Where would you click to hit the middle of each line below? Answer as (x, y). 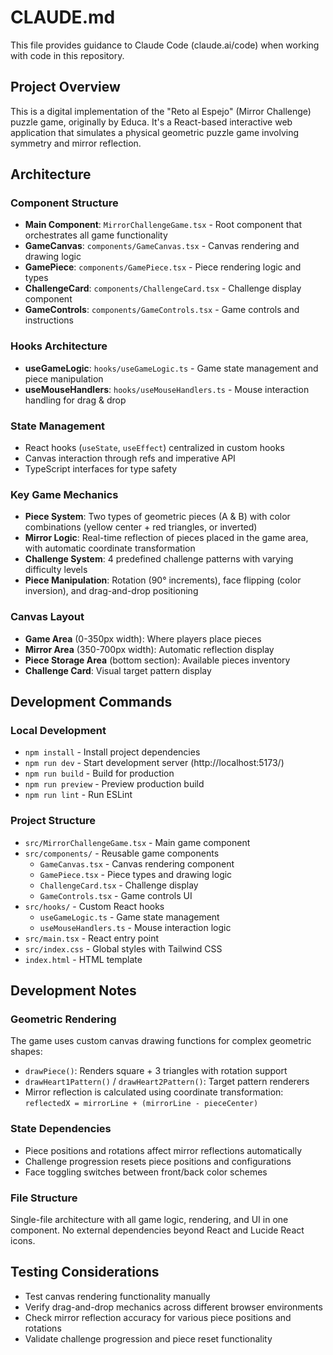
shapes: (26, 1052)
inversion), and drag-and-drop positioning (111, 591)
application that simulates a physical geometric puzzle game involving (155, 132)
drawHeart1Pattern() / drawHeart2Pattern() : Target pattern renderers (167, 1082)
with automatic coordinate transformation (110, 548)
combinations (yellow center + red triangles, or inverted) (141, 527)
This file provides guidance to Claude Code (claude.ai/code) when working (165, 45)
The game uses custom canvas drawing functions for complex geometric (161, 1041)
